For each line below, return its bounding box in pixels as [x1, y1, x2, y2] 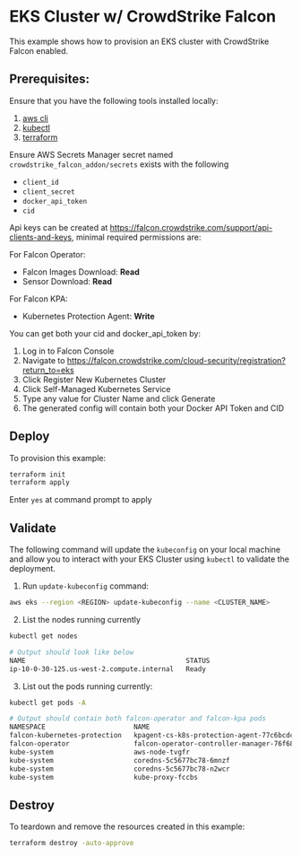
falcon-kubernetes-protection [9, 731, 123, 740]
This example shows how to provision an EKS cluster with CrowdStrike [9, 36, 270, 47]
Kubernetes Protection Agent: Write [21, 310, 155, 321]
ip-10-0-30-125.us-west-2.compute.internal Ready [9, 664, 206, 674]
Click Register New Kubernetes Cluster [21, 374, 167, 385]
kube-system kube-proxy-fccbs [9, 773, 199, 782]
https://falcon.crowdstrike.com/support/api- [109, 222, 273, 232]
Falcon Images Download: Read [21, 266, 141, 277]
